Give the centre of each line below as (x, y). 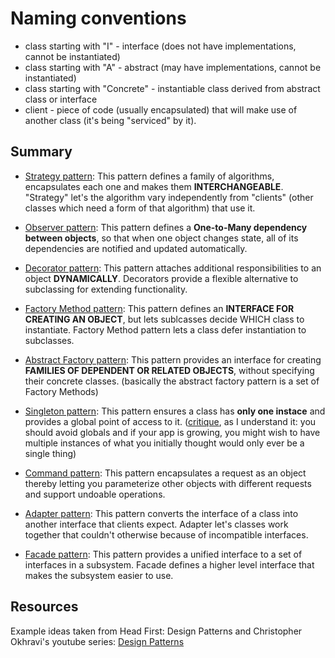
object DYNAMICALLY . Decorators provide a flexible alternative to (161, 278)
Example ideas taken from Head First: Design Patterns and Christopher (156, 631)
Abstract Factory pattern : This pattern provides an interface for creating (173, 359)
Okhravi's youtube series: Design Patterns (97, 641)
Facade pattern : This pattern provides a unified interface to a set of (163, 554)
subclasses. (49, 340)
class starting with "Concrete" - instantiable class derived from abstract (172, 88)
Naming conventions (98, 18)
